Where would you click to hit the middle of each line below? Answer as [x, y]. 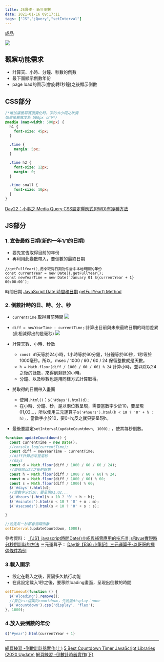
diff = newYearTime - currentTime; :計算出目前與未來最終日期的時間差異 [85, 327]
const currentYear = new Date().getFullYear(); [54, 273]
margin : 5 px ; [27, 149]
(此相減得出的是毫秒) [33, 333]
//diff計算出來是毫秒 [29, 456]
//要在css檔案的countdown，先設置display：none [55, 601]
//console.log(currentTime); [39, 447]
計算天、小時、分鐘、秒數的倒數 [44, 72]
